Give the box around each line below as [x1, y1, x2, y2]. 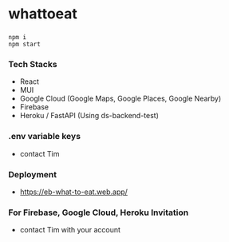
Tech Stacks [8, 59, 57, 70]
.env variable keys [8, 131, 81, 142]
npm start [8, 41, 41, 49]
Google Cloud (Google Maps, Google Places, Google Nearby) [19, 93, 222, 104]
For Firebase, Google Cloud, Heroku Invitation [8, 207, 189, 218]
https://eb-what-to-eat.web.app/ [19, 187, 128, 196]
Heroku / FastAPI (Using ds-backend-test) [19, 111, 160, 121]
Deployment [8, 169, 57, 180]
